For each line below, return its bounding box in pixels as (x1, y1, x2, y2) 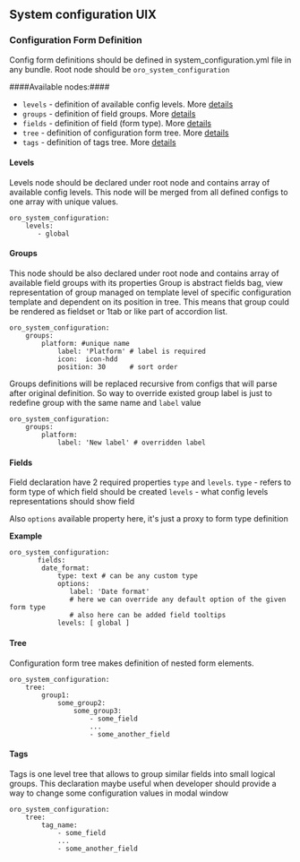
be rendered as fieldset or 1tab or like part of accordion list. (9, 306, 228, 317)
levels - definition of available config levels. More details (21, 99, 234, 109)
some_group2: (56, 698, 106, 707)
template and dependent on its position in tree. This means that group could (9, 297, 289, 307)
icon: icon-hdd (56, 355, 118, 364)
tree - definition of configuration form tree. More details (21, 127, 229, 138)
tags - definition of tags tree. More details (21, 136, 176, 147)
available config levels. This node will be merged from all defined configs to (9, 186, 288, 197)
